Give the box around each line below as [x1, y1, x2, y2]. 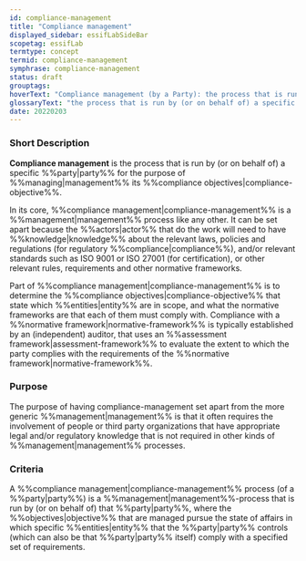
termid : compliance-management [9, 56, 128, 65]
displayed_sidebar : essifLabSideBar [9, 30, 148, 39]
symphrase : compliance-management [9, 65, 141, 74]
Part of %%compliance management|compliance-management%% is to [9, 280, 280, 291]
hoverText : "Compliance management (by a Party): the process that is [9, 89, 283, 99]
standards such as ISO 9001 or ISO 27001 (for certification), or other [9, 253, 266, 264]
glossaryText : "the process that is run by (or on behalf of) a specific [9, 98, 296, 108]
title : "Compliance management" [9, 22, 132, 31]
